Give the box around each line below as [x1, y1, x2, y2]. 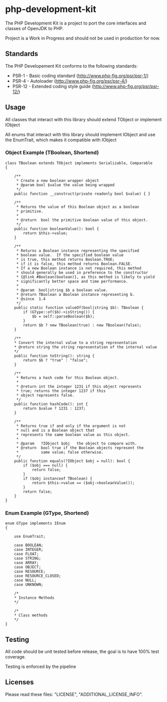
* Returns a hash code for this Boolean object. [16, 375, 120, 380]
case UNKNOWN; [14, 582, 43, 587]
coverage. [5, 653, 26, 659]
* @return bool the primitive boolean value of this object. [16, 217, 149, 222]
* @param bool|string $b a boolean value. [16, 287, 108, 292]
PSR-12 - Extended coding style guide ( [12, 83, 94, 89]
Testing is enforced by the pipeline [5, 663, 76, 669]
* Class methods [14, 613, 48, 618]
